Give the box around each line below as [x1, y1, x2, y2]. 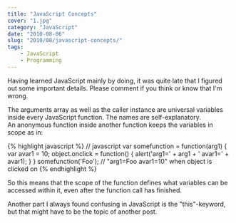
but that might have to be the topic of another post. [7, 207, 158, 216]
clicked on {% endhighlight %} [7, 165, 98, 173]
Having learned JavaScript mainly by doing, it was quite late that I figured [7, 76, 222, 85]
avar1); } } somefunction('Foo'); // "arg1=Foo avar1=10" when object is [7, 157, 212, 165]
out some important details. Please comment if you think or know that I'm [7, 83, 222, 93]
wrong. [7, 91, 29, 100]
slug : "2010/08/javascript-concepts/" [7, 37, 123, 44]
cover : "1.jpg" [7, 17, 53, 24]
